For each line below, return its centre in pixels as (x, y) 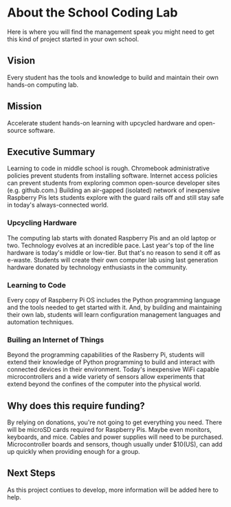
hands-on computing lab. (43, 85)
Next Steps (31, 473)
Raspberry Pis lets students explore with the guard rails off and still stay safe (115, 198)
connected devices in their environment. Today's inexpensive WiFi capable (113, 369)
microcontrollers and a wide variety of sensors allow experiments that (106, 377)
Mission (25, 106)
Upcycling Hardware (42, 223)
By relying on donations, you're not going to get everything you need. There (114, 422)
